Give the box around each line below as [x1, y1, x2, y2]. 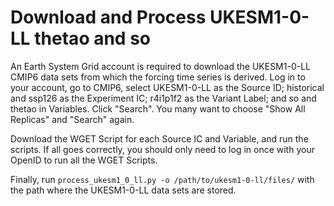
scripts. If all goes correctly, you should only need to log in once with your [10, 143, 315, 155]
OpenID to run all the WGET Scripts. [10, 154, 158, 166]
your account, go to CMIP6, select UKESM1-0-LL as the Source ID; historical [10, 81, 325, 93]
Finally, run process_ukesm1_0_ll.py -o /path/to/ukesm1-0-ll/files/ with [10, 173, 315, 185]
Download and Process [10, 6, 207, 29]
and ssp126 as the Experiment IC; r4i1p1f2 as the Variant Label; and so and [10, 92, 317, 104]
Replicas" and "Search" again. [10, 113, 135, 125]
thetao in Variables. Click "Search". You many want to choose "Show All [10, 102, 306, 115]
